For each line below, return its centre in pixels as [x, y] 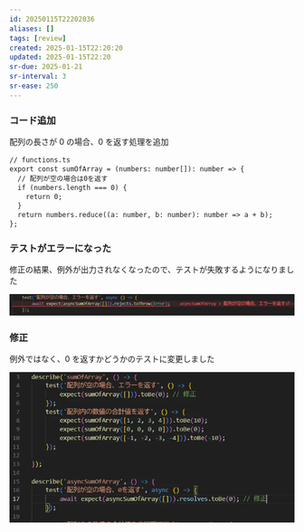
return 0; [44, 197]
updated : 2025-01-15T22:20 [60, 57]
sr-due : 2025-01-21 [46, 67]
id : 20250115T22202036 [52, 19]
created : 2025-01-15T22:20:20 [66, 48]
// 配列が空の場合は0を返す [63, 179]
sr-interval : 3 [38, 77]
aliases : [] [32, 28]
